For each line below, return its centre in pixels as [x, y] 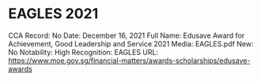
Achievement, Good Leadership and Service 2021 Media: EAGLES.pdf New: [131, 43]
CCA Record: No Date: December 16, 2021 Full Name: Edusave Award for [127, 35]
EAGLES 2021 [53, 14]
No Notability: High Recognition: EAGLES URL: [83, 52]
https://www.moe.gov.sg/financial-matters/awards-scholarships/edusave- [129, 61]
